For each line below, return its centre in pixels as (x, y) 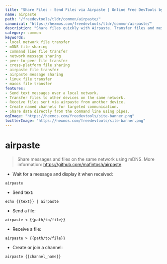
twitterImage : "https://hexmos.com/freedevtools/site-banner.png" (75, 121)
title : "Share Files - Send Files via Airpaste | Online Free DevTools (81, 10)
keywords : (15, 38)
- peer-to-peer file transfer (37, 61)
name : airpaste (21, 14)
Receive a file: (27, 229)
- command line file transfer (37, 51)
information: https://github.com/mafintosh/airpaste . (70, 164)
